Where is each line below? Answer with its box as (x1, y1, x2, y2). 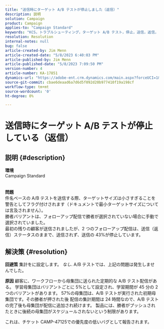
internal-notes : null (5, 39, 49, 44)
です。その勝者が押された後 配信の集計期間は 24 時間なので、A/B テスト (13, 296, 159, 302)
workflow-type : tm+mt (5, 84, 49, 89)
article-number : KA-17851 (5, 71, 58, 76)
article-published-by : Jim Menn (5, 57, 71, 62)
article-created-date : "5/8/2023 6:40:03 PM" (5, 52, 99, 58)
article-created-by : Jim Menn (5, 48, 67, 53)
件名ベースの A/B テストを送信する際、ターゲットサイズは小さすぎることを (5, 195, 156, 201)
